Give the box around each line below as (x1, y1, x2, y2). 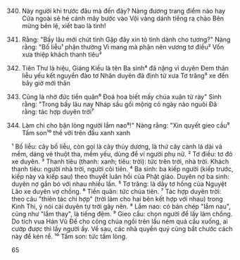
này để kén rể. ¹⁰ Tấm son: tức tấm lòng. (11, 233, 127, 240)
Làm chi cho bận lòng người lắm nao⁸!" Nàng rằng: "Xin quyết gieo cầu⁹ (21, 121, 230, 130)
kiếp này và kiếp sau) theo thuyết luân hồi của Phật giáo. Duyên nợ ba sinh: (11, 173, 229, 180)
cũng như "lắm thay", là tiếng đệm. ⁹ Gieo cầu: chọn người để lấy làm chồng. (11, 210, 233, 218)
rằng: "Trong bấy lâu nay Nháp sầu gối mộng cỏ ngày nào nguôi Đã (21, 100, 217, 109)
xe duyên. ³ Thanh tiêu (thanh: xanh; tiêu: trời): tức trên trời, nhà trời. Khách (11, 157, 229, 166)
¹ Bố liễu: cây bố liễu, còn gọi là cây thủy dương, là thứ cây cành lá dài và (11, 142, 222, 151)
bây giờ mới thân (21, 79, 71, 87)
